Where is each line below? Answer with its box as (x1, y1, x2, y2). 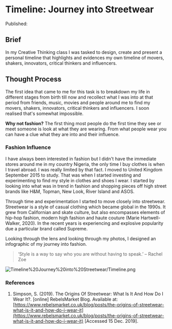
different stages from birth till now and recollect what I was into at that (5, 94, 154, 100)
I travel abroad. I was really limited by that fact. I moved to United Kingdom (5, 166, 163, 172)
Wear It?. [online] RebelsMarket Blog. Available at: (12, 296, 118, 302)
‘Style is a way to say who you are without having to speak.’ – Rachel (17, 250, 163, 257)
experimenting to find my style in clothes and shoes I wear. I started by (5, 177, 155, 183)
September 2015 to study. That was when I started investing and (5, 172, 141, 178)
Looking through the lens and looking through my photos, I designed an (5, 235, 156, 242)
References (5, 279, 35, 286)
